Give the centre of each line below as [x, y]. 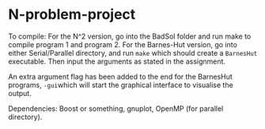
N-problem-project [72, 15]
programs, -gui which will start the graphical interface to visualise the [121, 85]
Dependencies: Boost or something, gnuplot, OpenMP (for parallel [116, 109]
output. [20, 93]
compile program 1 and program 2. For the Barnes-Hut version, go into [123, 44]
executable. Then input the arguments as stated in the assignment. [117, 61]
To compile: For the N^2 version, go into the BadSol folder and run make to [130, 36]
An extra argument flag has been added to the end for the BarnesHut [121, 76]
